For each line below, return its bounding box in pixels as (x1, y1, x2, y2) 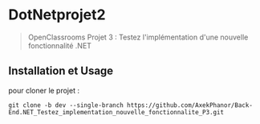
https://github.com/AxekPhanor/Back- (127, 101, 253, 110)
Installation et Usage (8, 64, 114, 78)
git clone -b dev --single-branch (8, 101, 124, 110)
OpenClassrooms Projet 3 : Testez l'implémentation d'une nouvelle (27, 32, 249, 42)
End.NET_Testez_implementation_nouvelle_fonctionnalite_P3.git (8, 108, 225, 116)
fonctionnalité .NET (27, 40, 92, 50)
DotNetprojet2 (8, 6, 106, 24)
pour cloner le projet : (8, 85, 80, 95)
